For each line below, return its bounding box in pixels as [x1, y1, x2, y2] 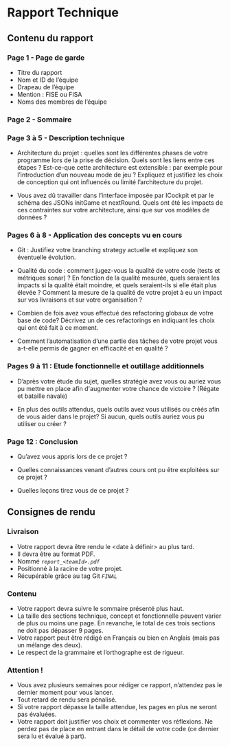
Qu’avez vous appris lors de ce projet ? [16, 452, 128, 460]
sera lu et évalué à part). [16, 732, 87, 740]
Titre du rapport [16, 68, 62, 76]
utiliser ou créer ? [16, 419, 67, 427]
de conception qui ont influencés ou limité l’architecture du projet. [16, 178, 204, 186]
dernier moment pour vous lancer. [16, 689, 114, 697]
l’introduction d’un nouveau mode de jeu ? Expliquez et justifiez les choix [16, 170, 223, 179]
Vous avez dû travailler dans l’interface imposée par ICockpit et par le [16, 191, 214, 200]
